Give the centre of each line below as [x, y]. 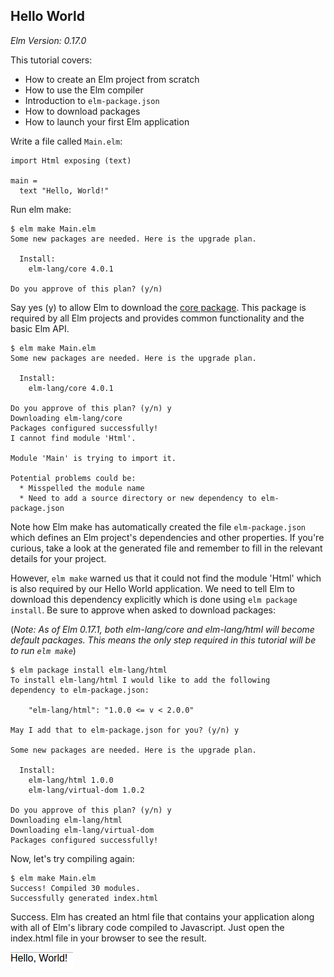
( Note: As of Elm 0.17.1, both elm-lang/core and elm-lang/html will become [162, 629]
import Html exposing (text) [71, 160]
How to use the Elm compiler [84, 90]
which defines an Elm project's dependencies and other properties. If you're [167, 537]
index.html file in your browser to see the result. [108, 938]
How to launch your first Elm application [107, 121]
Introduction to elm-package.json [92, 100]
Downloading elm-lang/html [66, 820]
